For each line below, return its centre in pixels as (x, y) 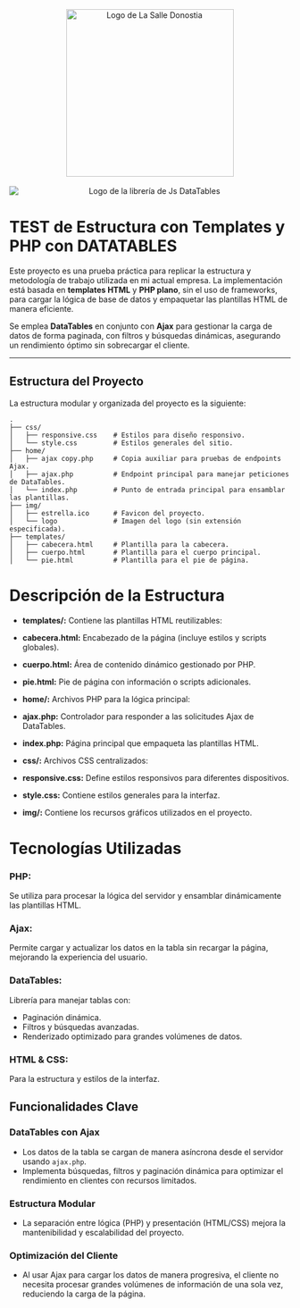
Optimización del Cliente (64, 1255)
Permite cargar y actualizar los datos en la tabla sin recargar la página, (139, 948)
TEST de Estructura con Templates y (147, 227)
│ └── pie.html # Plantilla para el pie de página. (129, 560)
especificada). (37, 529)
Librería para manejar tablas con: (70, 1000)
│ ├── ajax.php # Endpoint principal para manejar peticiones (150, 474)
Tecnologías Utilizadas (96, 848)
